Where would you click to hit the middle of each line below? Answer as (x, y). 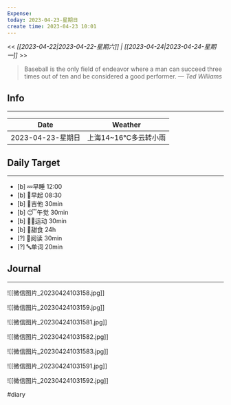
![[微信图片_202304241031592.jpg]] (58, 380)
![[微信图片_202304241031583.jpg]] (58, 351)
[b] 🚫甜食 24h (36, 229)
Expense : (20, 13)
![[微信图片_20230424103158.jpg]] (56, 293)
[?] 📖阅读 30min (40, 238)
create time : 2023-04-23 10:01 (52, 26)
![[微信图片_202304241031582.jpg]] (58, 336)
